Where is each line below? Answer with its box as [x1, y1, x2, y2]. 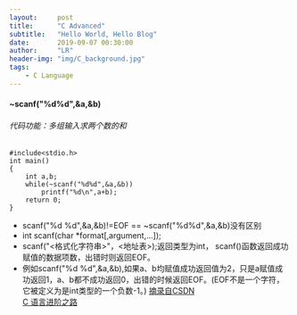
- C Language [25, 71, 74, 80]
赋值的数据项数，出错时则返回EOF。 [21, 252, 156, 262]
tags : [9, 63, 29, 72]
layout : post [9, 12, 74, 22]
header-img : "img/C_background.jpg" [9, 54, 145, 63]
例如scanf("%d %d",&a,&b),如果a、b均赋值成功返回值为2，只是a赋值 [21, 262, 276, 273]
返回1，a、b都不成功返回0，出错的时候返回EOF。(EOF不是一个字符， [29, 274, 285, 285]
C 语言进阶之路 [21, 296, 78, 307]
